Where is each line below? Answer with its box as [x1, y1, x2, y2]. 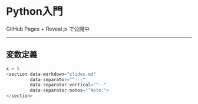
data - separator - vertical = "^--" [29, 82, 107, 88]
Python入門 [6, 5, 63, 18]
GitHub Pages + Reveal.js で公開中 [6, 25, 90, 32]
